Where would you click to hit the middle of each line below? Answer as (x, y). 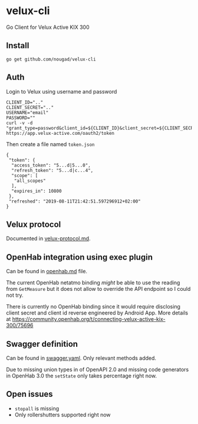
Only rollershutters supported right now (62, 415)
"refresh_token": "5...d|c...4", (52, 170)
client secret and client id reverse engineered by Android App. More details (97, 313)
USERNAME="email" (27, 112)
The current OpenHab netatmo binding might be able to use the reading (93, 283)
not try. (15, 295)
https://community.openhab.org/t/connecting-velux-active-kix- (89, 319)
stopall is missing (37, 408)
